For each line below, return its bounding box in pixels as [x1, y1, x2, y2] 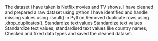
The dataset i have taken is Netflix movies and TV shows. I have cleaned [5, 4, 153, 10]
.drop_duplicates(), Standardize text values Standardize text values [5, 20, 143, 26]
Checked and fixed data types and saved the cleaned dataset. [5, 31, 133, 36]
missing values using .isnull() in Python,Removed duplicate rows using [5, 15, 149, 20]
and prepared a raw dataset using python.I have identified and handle [5, 9, 148, 15]
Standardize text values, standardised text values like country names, [5, 25, 148, 31]
